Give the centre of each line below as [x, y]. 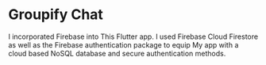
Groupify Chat [56, 15]
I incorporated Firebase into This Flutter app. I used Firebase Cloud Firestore [133, 36]
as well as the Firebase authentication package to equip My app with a [123, 44]
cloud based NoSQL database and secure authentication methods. [117, 53]
